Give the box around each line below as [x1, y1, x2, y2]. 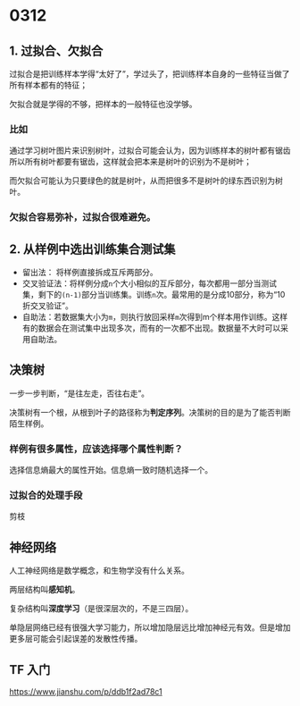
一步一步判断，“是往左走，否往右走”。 [9, 388, 150, 399]
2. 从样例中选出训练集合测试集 [9, 241, 176, 256]
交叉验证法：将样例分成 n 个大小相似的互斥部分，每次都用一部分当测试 [21, 278, 277, 289]
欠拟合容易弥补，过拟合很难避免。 [9, 211, 156, 223]
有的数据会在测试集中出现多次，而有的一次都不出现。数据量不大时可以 [21, 323, 281, 333]
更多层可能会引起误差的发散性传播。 [9, 634, 143, 644]
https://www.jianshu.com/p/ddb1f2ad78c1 [9, 686, 162, 697]
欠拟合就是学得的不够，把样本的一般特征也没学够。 [9, 99, 197, 109]
